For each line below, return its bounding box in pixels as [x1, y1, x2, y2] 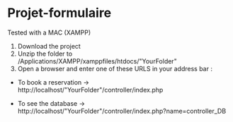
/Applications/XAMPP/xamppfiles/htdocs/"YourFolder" [17, 56, 177, 65]
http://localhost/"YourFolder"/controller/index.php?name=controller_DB [17, 106, 227, 115]
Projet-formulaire [7, 5, 112, 21]
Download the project [17, 42, 81, 50]
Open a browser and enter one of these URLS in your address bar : [17, 64, 212, 73]
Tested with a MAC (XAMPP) [7, 28, 91, 37]
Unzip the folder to [17, 49, 73, 58]
